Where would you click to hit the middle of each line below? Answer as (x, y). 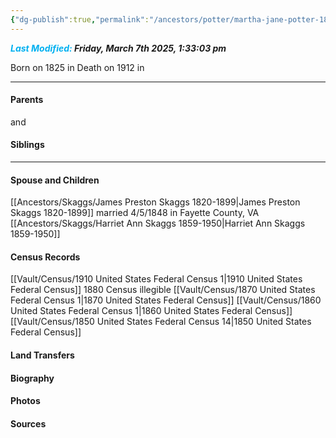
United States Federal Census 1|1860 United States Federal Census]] (151, 311)
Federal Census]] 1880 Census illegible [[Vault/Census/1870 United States (163, 290)
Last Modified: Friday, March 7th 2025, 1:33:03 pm (118, 48)
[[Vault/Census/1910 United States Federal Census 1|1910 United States (156, 279)
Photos (25, 401)
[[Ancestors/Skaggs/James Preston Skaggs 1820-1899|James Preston (155, 202)
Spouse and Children (55, 180)
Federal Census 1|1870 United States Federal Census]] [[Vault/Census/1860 (166, 300)
